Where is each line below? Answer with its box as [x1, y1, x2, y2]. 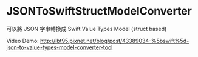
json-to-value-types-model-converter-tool [6, 44, 113, 51]
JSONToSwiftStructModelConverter [6, 4, 193, 18]
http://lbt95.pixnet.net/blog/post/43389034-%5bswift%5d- [40, 37, 189, 44]
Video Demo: [6, 37, 39, 44]
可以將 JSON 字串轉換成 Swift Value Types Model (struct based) [6, 25, 167, 32]
